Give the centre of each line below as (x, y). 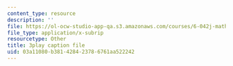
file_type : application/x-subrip (55, 33)
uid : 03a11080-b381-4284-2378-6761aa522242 (71, 52)
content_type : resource (42, 13)
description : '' (31, 20)
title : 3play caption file (46, 45)
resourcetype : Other (37, 39)
